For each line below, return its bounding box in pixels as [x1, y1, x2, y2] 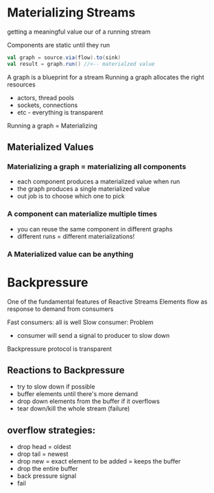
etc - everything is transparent [16, 108, 104, 116]
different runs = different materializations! [16, 232, 135, 240]
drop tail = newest [16, 450, 69, 458]
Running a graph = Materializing [7, 122, 98, 130]
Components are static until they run [7, 41, 110, 49]
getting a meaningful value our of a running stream [7, 27, 151, 36]
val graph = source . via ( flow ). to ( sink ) [7, 54, 121, 61]
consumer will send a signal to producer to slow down [16, 331, 170, 339]
